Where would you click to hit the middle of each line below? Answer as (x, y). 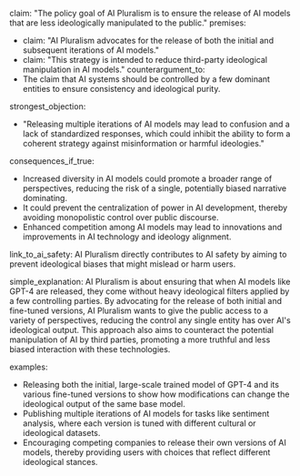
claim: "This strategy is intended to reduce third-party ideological (145, 60)
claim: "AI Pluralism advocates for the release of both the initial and (148, 41)
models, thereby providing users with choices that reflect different (146, 452)
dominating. (45, 198)
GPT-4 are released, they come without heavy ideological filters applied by (150, 291)
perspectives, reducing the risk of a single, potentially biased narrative (155, 188)
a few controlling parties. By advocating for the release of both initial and (146, 301)
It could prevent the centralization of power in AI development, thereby (155, 208)
